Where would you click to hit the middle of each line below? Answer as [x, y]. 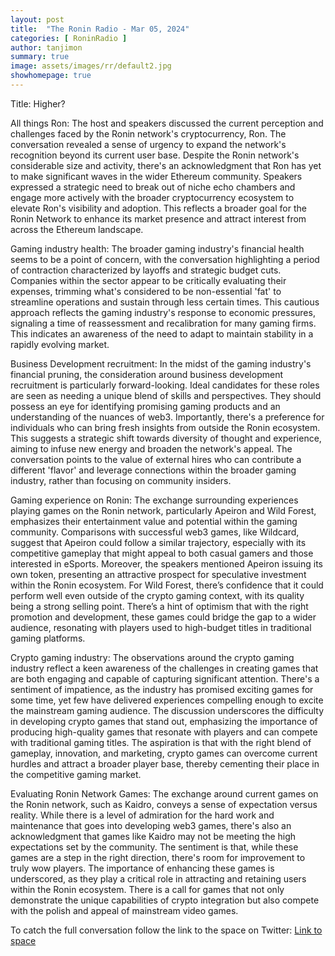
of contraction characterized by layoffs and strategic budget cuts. [146, 270]
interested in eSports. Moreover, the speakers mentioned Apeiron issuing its [166, 563]
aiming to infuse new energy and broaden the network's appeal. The [151, 448]
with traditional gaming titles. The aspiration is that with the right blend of [161, 742]
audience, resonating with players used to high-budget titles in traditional [161, 627]
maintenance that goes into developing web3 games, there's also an [151, 825]
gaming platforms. [48, 638]
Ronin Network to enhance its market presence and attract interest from [158, 218]
